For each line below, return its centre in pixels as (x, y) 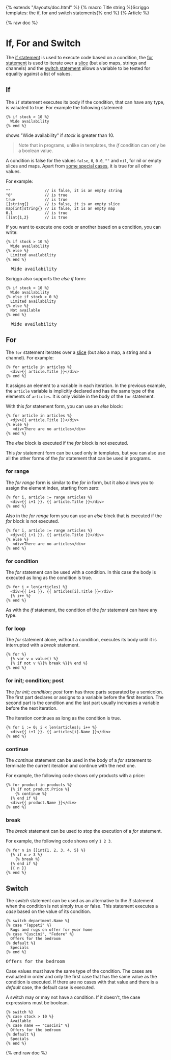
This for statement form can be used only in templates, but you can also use (86, 453)
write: (12, 232)
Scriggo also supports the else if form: (46, 278)
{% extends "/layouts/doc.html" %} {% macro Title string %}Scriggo (77, 7)
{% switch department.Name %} (38, 921)
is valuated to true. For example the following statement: (65, 107)
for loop (16, 629)
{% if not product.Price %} (40, 789)
